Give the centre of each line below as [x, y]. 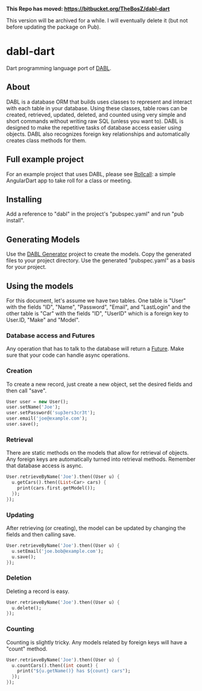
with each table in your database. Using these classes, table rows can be [97, 108]
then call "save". [27, 391]
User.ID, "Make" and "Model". [43, 320]
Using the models [40, 286]
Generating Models [43, 240]
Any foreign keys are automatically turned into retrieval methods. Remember [101, 459]
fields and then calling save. [41, 534]
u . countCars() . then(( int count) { [55, 666]
